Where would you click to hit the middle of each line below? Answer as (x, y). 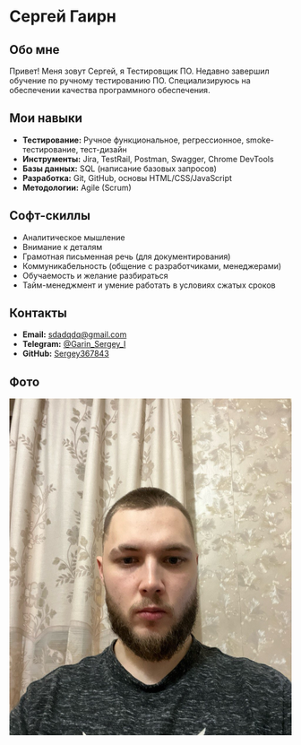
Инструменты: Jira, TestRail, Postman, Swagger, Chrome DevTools (148, 159)
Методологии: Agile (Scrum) (77, 187)
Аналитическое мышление (73, 237)
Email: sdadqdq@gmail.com (74, 334)
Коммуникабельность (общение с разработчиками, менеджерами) (152, 265)
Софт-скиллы (50, 216)
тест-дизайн (103, 149)
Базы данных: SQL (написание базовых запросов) (120, 169)
